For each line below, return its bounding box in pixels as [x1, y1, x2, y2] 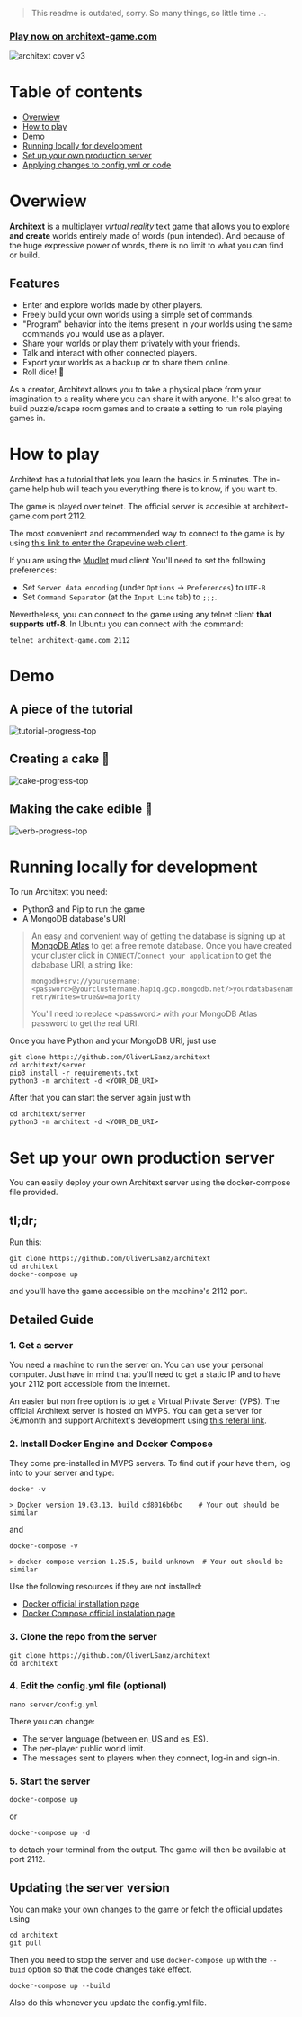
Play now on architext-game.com [9, 30, 157, 42]
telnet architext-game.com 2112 [9, 635, 130, 644]
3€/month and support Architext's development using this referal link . [9, 1415, 267, 1426]
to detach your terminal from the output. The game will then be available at [9, 1844, 286, 1855]
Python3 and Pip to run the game [22, 904, 146, 914]
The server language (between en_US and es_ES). [22, 1733, 209, 1744]
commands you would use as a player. [22, 328, 164, 338]
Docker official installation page [22, 1598, 140, 1609]
